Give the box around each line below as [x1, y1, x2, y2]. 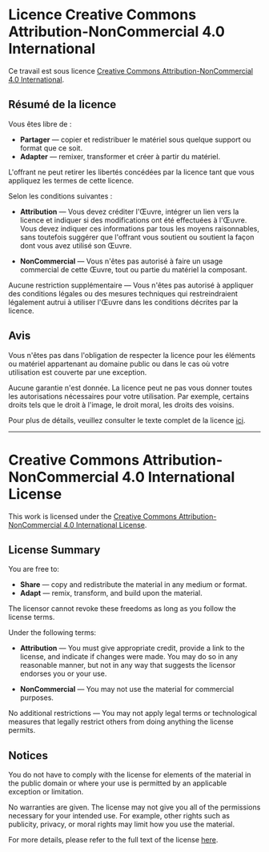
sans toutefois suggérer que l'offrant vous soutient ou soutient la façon [19, 232, 255, 242]
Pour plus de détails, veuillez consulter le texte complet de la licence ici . [8, 415, 246, 425]
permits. [8, 725, 36, 735]
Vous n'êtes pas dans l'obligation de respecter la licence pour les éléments [8, 350, 256, 360]
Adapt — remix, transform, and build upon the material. [19, 589, 203, 598]
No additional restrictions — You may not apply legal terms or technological [8, 709, 258, 718]
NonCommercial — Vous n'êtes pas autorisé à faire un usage [19, 256, 223, 266]
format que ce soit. [19, 143, 82, 153]
